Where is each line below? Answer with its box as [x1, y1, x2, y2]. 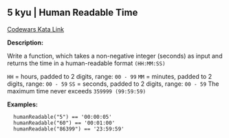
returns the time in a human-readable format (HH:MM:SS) [7, 59, 166, 67]
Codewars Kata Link [7, 25, 64, 33]
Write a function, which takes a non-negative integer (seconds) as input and [7, 51, 223, 60]
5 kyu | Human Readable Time [7, 7, 138, 19]
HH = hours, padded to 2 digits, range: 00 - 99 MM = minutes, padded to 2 [7, 72, 212, 80]
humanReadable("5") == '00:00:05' [13, 113, 112, 120]
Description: [7, 38, 43, 47]
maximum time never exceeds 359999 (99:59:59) [7, 87, 146, 95]
